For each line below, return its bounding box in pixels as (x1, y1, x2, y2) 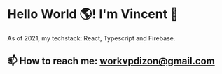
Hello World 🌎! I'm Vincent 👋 (7, 6, 179, 22)
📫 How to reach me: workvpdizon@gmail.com (7, 55, 215, 67)
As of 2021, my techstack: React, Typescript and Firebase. (7, 34, 176, 43)
